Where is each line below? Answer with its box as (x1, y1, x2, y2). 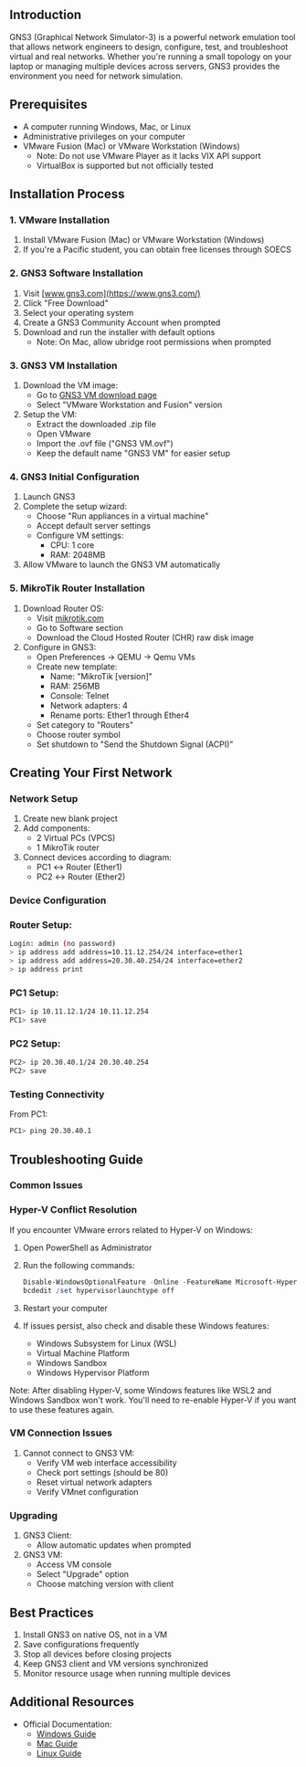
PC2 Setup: (9, 1036, 61, 1049)
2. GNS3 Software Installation (9, 267, 143, 279)
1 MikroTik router (36, 842, 100, 853)
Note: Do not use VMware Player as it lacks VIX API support (36, 150, 262, 161)
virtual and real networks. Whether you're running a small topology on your (9, 50, 292, 62)
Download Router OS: (22, 603, 105, 614)
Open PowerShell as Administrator (22, 1242, 153, 1253)
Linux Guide (36, 1748, 82, 1759)
